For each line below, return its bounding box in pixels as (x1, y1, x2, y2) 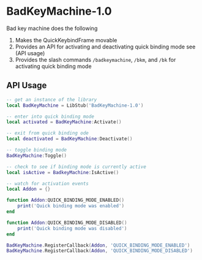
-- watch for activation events (6, 180, 89, 186)
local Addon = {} (6, 186, 51, 193)
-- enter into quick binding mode (6, 113, 95, 120)
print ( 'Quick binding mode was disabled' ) (17, 225, 127, 231)
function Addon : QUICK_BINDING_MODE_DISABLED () (6, 220, 127, 226)
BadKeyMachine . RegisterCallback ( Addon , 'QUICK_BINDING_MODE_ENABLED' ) (6, 242, 190, 248)
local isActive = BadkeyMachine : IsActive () (6, 169, 119, 175)
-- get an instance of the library (6, 96, 97, 102)
